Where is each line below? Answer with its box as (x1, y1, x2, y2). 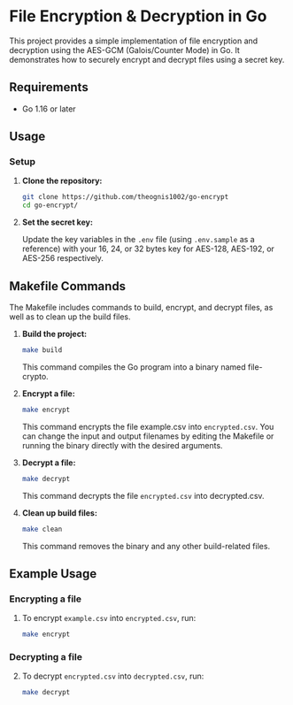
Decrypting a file (9, 650, 82, 663)
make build (21, 346, 63, 355)
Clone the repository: (21, 175, 103, 187)
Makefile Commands (9, 279, 127, 294)
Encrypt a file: (21, 387, 75, 399)
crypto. (21, 371, 49, 381)
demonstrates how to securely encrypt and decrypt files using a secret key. (9, 54, 285, 65)
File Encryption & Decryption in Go (9, 6, 267, 27)
